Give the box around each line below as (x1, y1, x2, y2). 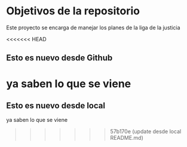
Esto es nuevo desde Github (6, 53, 113, 63)
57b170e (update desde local (110, 128, 182, 135)
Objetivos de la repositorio (6, 4, 140, 18)
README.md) (110, 134, 143, 142)
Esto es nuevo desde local (6, 100, 106, 111)
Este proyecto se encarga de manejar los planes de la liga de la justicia (6, 24, 180, 31)
